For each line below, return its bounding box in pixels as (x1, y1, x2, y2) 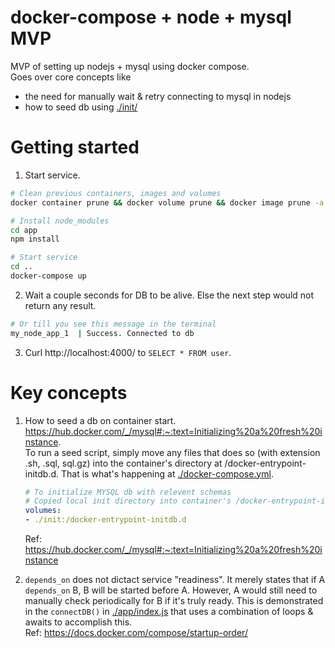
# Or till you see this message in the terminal (10, 319, 217, 329)
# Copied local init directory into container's (24, 496, 232, 506)
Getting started (10, 136, 140, 159)
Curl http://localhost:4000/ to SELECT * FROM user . (24, 346, 232, 358)
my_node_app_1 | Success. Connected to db (10, 328, 195, 338)
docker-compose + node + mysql (10, 6, 292, 29)
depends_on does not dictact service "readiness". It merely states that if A (24, 574, 326, 586)
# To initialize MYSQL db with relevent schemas (24, 487, 232, 497)
